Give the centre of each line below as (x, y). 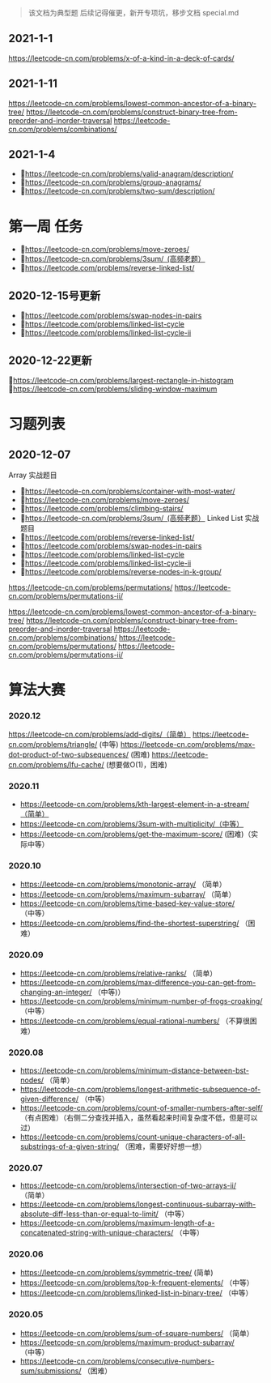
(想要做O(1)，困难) (137, 765)
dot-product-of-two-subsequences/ (69, 755)
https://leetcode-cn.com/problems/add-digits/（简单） (100, 734)
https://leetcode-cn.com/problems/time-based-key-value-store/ (127, 903)
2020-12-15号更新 (55, 295)
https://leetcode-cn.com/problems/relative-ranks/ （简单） (118, 973)
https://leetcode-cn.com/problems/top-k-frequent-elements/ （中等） (137, 1283)
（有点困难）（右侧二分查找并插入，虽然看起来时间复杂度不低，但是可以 (139, 1117)
